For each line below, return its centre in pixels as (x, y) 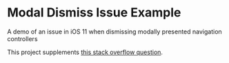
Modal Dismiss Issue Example (94, 13)
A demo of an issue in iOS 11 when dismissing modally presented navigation (114, 32)
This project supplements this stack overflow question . (85, 52)
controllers (22, 38)
